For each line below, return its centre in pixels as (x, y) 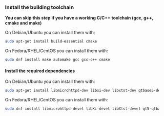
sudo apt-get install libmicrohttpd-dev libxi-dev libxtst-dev (71, 91)
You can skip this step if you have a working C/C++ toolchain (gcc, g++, (79, 18)
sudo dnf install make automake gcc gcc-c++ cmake (58, 60)
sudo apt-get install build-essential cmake (51, 41)
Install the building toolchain (40, 7)
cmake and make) (23, 23)
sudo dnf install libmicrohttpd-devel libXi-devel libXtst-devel (73, 109)
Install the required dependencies (40, 71)
